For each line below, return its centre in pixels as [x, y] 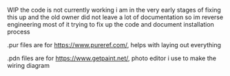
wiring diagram [29, 65]
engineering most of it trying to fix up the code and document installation [111, 24]
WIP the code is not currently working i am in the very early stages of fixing [114, 10]
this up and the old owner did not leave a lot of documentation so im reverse [115, 17]
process [19, 31]
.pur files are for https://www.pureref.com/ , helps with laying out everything [114, 45]
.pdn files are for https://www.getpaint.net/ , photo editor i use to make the [112, 58]
